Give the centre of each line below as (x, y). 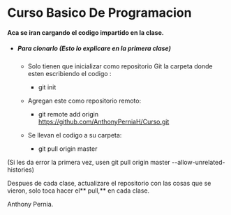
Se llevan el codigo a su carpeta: (75, 135)
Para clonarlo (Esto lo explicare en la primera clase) (94, 49)
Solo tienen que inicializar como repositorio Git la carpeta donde (120, 66)
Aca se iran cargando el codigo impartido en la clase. (85, 32)
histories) (21, 170)
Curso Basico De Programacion (99, 13)
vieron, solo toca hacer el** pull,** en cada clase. (79, 191)
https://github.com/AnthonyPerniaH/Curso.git (104, 121)
